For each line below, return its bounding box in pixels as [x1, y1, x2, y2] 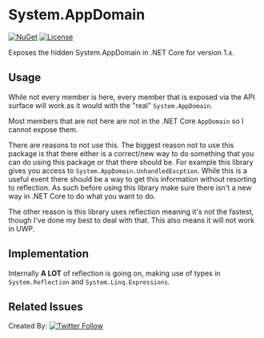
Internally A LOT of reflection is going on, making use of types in [8, 268, 222, 278]
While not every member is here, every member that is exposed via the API [8, 92, 255, 102]
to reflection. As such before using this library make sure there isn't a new [8, 183, 252, 192]
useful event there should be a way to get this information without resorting [8, 174, 257, 183]
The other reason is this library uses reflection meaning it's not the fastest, [8, 207, 254, 216]
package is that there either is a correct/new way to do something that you [8, 148, 254, 158]
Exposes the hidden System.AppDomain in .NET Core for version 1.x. [8, 47, 234, 57]
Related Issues [8, 300, 83, 313]
